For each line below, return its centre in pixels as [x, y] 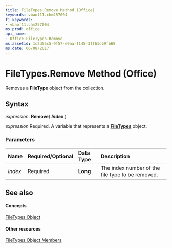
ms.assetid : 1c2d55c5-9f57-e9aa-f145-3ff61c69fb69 [60, 44]
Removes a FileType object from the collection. [55, 88]
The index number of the [130, 168]
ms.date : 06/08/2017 [27, 48]
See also [19, 193]
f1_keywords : [19, 20]
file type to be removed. [129, 174]
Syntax [17, 104]
